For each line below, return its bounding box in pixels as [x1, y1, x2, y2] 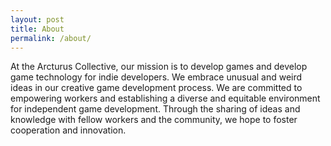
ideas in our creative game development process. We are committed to [10, 82, 303, 94]
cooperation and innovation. [10, 124, 127, 136]
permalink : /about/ [10, 33, 92, 43]
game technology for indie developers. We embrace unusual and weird [10, 71, 303, 83]
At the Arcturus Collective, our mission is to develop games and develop [10, 61, 308, 73]
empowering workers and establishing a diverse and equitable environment [10, 92, 321, 105]
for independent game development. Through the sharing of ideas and [10, 103, 301, 115]
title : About [10, 24, 65, 34]
